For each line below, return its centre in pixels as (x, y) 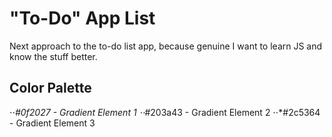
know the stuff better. (53, 56)
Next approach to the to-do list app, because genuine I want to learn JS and (166, 46)
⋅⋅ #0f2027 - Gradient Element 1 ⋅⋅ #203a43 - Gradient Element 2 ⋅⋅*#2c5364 (165, 112)
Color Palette (50, 88)
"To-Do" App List (82, 18)
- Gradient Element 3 (52, 123)
